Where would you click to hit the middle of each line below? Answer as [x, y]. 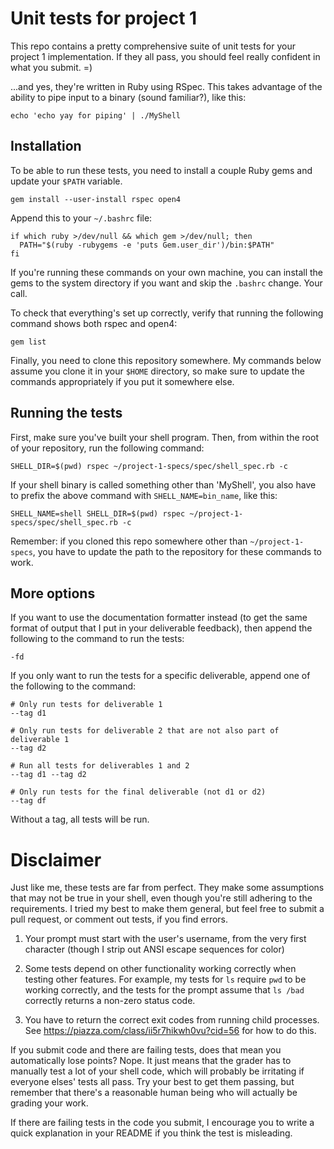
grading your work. [49, 1103]
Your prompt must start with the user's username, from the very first [165, 939]
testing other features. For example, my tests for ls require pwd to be [165, 979]
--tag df [28, 801]
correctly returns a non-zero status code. [110, 1001]
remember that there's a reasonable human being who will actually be [154, 1093]
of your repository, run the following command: [107, 448]
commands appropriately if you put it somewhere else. [122, 381]
